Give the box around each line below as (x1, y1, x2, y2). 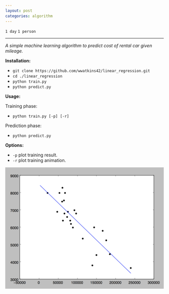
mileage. (5, 48, 24, 54)
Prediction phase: (5, 123, 42, 129)
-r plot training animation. (12, 157, 66, 163)
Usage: (5, 93, 21, 99)
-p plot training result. (12, 152, 58, 158)
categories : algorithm (5, 13, 53, 19)
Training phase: (5, 103, 38, 109)
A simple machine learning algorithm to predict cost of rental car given (5, 42, 152, 48)
